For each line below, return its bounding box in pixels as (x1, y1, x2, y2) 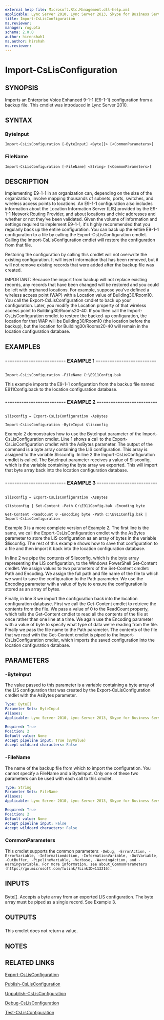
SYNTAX (5, 116, 33, 124)
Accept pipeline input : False (5, 821, 67, 826)
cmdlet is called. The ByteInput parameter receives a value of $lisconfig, (5, 457, 151, 463)
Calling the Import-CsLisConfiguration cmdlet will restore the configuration (5, 237, 155, 243)
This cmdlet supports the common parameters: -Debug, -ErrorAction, (5, 848, 147, 854)
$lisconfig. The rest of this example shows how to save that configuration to (5, 540, 158, 546)
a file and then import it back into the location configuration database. (5, 545, 145, 551)
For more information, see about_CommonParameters (42, 862, 147, 867)
